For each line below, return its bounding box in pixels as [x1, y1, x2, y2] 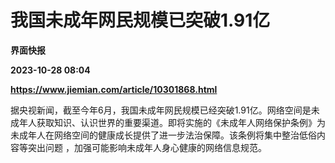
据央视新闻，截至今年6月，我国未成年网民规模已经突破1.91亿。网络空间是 [10, 104, 312, 116]
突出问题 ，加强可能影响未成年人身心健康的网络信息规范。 [27, 141, 267, 153]
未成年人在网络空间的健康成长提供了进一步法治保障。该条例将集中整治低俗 [10, 129, 317, 141]
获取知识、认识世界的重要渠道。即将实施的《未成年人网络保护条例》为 [36, 116, 326, 128]
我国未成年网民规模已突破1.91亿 [10, 9, 271, 32]
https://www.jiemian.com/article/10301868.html [10, 83, 218, 95]
